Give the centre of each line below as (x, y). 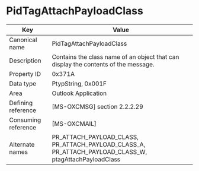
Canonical (23, 40)
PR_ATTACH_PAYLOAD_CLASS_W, (99, 151)
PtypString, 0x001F (79, 83)
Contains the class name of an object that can (115, 56)
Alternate (22, 144)
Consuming (25, 120)
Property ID (25, 74)
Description (25, 61)
